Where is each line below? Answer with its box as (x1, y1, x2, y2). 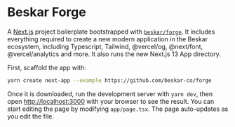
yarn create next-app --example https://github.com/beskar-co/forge (7, 76, 212, 84)
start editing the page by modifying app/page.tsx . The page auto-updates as (7, 105, 229, 113)
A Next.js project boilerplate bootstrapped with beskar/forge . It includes (7, 27, 215, 36)
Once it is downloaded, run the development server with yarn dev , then (7, 89, 213, 98)
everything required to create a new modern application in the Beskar (7, 34, 208, 43)
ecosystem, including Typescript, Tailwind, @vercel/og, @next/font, (7, 42, 203, 51)
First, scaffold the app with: (7, 63, 86, 72)
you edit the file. (7, 112, 54, 120)
